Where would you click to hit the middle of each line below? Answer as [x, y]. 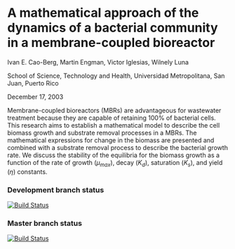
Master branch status [45, 223]
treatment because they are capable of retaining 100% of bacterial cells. [112, 118]
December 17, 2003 [35, 97]
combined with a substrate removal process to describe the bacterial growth [117, 147]
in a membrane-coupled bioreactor [111, 43]
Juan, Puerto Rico [33, 83]
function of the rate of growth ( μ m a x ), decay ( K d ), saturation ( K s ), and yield [115, 163]
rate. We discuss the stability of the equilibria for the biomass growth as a [113, 155]
